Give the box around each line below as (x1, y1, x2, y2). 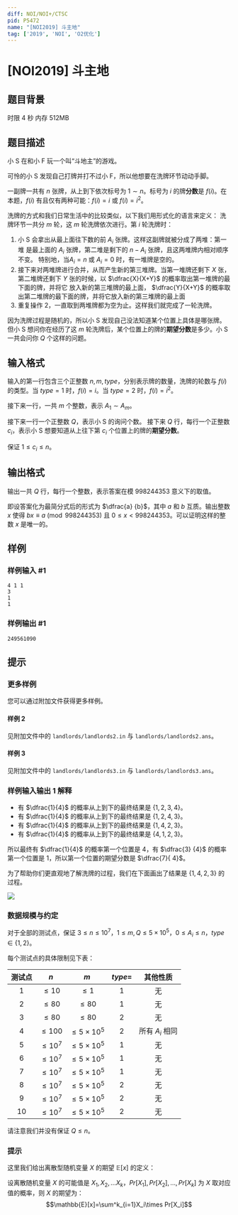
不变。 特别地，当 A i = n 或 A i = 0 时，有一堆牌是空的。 (17, 255, 178, 266)
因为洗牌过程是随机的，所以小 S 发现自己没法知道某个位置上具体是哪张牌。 (7, 316, 226, 325)
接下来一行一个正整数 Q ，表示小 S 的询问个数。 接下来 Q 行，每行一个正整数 (7, 417, 230, 426)
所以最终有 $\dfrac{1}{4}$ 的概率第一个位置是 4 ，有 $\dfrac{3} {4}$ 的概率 (7, 845, 227, 853)
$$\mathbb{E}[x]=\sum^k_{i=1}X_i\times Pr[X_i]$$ (45, 1200, 193, 1209)
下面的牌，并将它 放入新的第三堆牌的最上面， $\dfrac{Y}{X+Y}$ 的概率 (17, 283, 225, 292)
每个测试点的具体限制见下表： (7, 954, 94, 962)
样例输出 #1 (7, 619, 46, 629)
